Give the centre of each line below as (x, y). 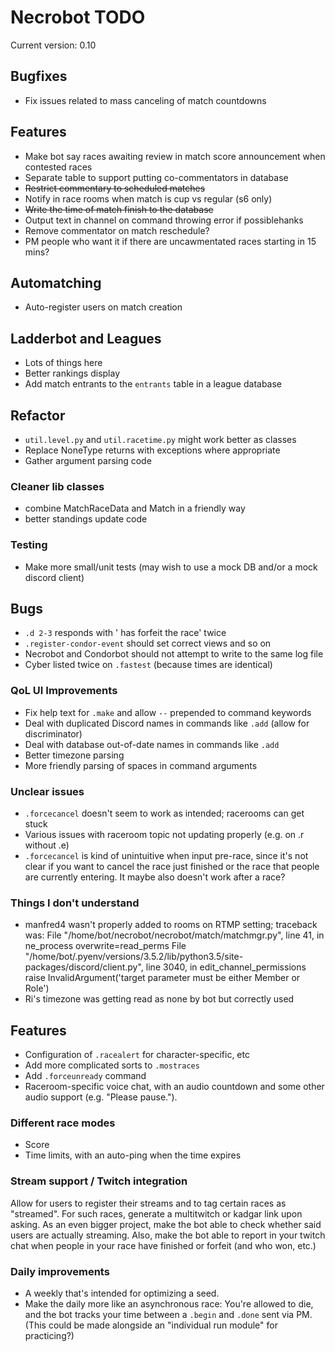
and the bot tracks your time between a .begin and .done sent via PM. (168, 1314)
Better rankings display (72, 373)
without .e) (47, 845)
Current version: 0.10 (53, 45)
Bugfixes (39, 76)
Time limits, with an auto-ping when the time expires (133, 1155)
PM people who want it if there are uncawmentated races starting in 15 (170, 241)
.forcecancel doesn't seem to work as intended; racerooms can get (164, 813)
